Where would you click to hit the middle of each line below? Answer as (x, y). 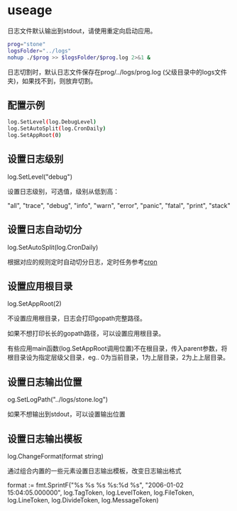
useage (30, 10)
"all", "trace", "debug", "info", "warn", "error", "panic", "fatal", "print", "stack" (119, 205)
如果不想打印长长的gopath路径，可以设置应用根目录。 (86, 334)
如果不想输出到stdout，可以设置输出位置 (66, 414)
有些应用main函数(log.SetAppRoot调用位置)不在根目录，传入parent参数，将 (117, 348)
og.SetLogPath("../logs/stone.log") (58, 400)
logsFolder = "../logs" (39, 51)
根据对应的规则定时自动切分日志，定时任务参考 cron (82, 262)
